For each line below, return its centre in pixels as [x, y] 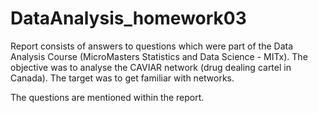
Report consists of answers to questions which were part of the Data [152, 46]
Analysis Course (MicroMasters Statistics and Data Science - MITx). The [159, 56]
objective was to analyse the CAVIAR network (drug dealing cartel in [151, 67]
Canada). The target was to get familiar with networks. [122, 78]
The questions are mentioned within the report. [107, 97]
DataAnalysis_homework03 [128, 18]
